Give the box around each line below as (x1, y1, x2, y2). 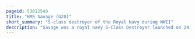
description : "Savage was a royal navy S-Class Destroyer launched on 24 (6, 24, 190, 30)
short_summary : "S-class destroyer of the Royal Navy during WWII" (6, 19, 174, 25)
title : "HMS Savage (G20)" (6, 14, 72, 19)
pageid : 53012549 (6, 8, 48, 14)
